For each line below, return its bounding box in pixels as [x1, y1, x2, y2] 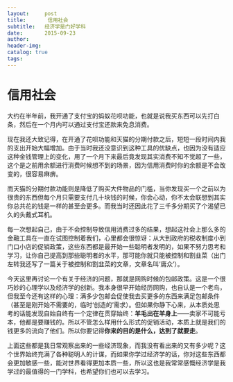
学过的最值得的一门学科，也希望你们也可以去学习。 [7, 367, 153, 375]
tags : [7, 55, 23, 62]
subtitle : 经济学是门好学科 [7, 23, 87, 30]
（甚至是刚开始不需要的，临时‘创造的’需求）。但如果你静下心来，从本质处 [7, 300, 214, 309]
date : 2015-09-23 [7, 29, 76, 37]
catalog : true [7, 49, 49, 56]
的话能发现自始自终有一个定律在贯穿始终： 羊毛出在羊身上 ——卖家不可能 [12, 309, 220, 318]
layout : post [7, 10, 58, 17]
